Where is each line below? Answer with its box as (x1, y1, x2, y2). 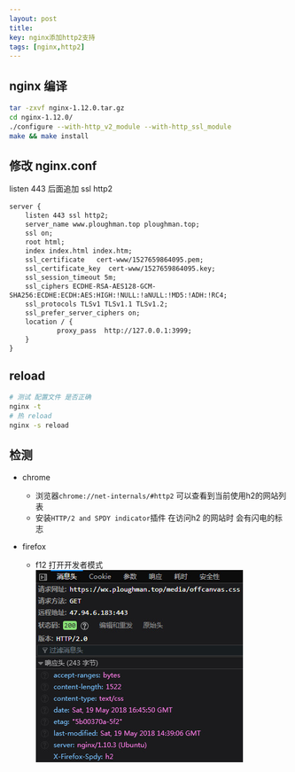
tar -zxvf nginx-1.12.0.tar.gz (9, 104, 125, 113)
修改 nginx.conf (9, 158, 97, 173)
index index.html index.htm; (25, 246, 133, 256)
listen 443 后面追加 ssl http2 (9, 183, 113, 194)
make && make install (9, 131, 89, 141)
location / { (25, 317, 74, 327)
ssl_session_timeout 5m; (25, 273, 117, 283)
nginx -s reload (9, 421, 69, 430)
